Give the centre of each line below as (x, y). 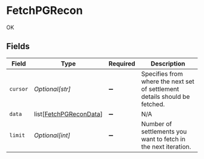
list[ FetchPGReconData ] (69, 114)
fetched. (153, 104)
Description (168, 63)
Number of (156, 124)
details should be (165, 96)
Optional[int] (53, 135)
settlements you (164, 131)
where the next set (168, 81)
